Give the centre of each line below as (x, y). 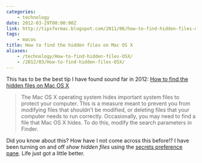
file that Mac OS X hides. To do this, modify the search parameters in (106, 122)
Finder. (29, 129)
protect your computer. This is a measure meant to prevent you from (106, 103)
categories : (21, 12)
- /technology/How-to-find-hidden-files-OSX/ (75, 56)
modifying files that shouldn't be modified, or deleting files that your (105, 110)
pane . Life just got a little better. (45, 153)
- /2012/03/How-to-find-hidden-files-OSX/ (71, 62)
